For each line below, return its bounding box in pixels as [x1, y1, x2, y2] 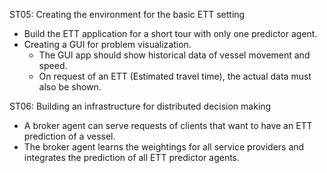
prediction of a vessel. [23, 130, 116, 142]
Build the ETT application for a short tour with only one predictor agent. [23, 28, 318, 39]
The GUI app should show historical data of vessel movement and [38, 49, 311, 61]
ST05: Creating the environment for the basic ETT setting [9, 9, 246, 20]
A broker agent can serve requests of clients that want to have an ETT [23, 120, 313, 131]
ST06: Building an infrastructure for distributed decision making [9, 100, 272, 112]
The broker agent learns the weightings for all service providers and [23, 141, 305, 153]
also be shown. [38, 81, 102, 93]
